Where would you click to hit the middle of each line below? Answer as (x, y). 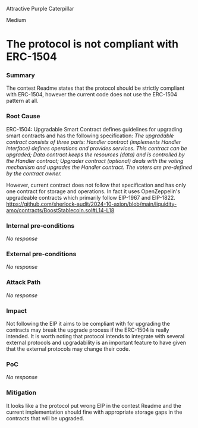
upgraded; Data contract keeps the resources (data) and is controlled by (96, 155)
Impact (17, 310)
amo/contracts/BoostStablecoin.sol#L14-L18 (60, 210)
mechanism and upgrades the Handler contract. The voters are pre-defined (99, 167)
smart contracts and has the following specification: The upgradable (90, 136)
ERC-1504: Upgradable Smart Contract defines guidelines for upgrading (94, 129)
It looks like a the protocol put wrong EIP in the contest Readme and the (94, 405)
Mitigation (21, 393)
